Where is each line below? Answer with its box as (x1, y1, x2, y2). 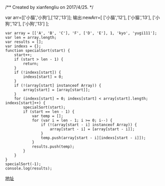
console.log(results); (5, 166, 52, 171)
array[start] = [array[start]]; (23, 87, 91, 92)
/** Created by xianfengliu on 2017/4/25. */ (5, 4, 94, 10)
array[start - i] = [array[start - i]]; (49, 127, 135, 132)
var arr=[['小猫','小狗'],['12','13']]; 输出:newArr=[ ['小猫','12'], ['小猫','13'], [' (5, 14, 156, 20)
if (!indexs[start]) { (14, 70, 61, 75)
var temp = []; (31, 114, 64, 119)
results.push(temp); (31, 144, 75, 149)
